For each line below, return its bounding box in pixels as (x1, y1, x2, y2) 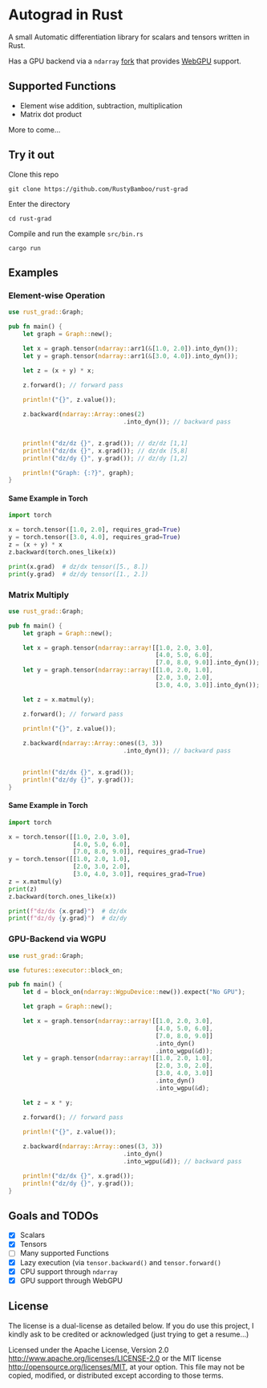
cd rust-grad (8, 214, 52, 222)
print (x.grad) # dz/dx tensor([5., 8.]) (8, 562, 149, 570)
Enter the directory (8, 199, 71, 209)
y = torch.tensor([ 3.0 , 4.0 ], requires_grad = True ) (8, 534, 181, 542)
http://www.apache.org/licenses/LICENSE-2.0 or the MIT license (8, 1354, 222, 1363)
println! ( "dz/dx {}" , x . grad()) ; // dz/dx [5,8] (22, 447, 188, 455)
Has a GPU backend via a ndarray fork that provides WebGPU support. (8, 56, 242, 66)
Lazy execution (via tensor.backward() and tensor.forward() (19, 1257, 222, 1267)
